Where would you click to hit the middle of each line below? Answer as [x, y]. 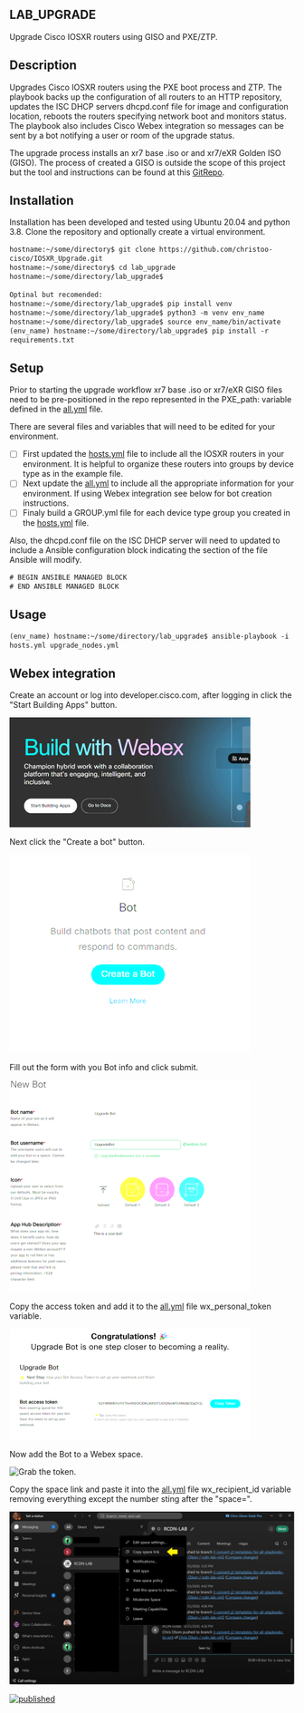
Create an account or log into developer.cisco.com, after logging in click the [151, 695]
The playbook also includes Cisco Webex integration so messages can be [147, 125]
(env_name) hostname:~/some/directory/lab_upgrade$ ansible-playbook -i [149, 637]
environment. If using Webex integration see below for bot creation [147, 494]
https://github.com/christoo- [216, 250]
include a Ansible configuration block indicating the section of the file [139, 550]
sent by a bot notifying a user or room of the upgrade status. [122, 135]
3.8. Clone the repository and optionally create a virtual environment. [138, 232]
